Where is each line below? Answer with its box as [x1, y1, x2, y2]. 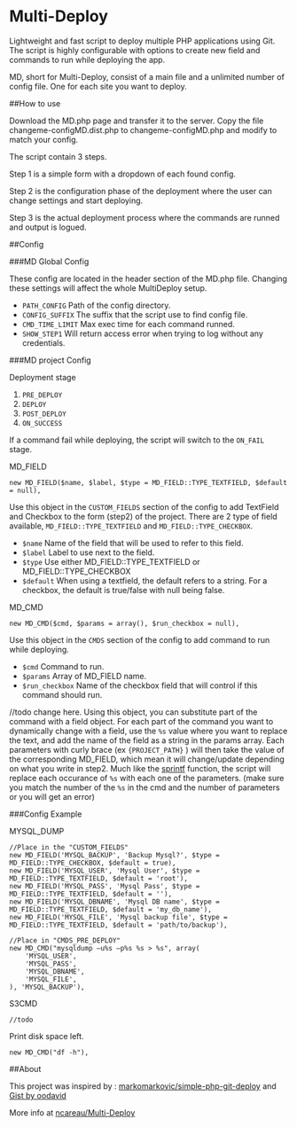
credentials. [21, 337, 66, 348]
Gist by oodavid [9, 1090, 66, 1100]
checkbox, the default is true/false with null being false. [21, 584, 225, 595]
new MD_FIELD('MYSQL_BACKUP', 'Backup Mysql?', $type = [9, 850, 220, 859]
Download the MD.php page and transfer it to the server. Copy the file [9, 115, 264, 126]
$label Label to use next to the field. [21, 547, 155, 558]
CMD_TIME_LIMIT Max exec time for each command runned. [21, 318, 235, 329]
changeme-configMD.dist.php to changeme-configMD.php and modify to [9, 124, 277, 135]
